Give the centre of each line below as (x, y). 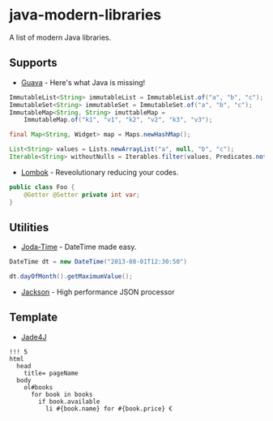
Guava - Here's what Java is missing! (83, 82)
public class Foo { (42, 187)
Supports (33, 63)
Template (34, 318)
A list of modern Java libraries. (60, 37)
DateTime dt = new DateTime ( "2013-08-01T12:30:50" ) (98, 262)
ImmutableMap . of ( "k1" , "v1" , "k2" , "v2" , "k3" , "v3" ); (118, 120)
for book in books (62, 394)
